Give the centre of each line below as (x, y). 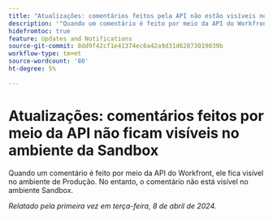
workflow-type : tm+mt (45, 54)
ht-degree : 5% (32, 69)
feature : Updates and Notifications (70, 39)
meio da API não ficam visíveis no (124, 133)
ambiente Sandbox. (41, 190)
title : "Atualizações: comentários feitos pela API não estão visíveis (132, 16)
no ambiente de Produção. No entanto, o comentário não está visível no (129, 181)
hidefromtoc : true (39, 31)
